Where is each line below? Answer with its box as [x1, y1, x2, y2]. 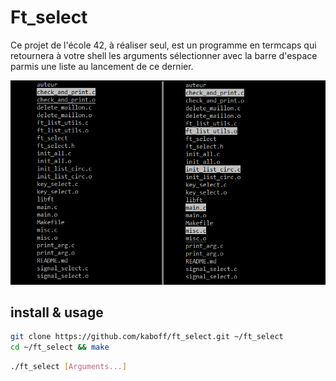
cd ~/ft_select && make [10, 342, 110, 353]
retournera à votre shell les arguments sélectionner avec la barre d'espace [10, 49, 318, 61]
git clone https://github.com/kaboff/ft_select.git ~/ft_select [10, 332, 284, 342]
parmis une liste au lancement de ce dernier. [10, 60, 194, 72]
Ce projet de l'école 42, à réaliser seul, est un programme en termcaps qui [10, 39, 317, 51]
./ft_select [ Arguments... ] [10, 362, 128, 372]
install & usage [10, 304, 104, 321]
